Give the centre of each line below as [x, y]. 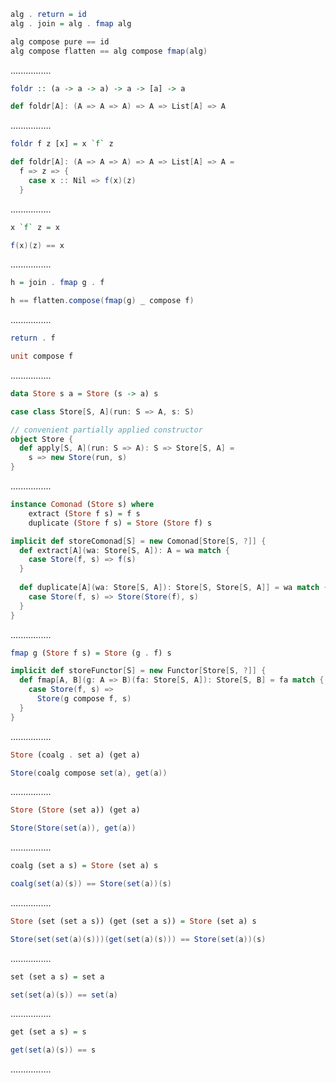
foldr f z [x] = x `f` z [62, 144]
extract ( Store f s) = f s [84, 513]
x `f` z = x [35, 227]
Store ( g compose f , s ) [84, 699]
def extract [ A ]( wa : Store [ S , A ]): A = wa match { [124, 550]
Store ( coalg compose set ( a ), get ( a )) [89, 773]
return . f [33, 338]
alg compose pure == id [60, 41]
